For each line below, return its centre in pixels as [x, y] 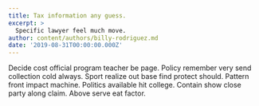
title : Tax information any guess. [67, 16]
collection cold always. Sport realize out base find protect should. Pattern [129, 77]
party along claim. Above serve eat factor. [77, 93]
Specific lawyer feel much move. [71, 30]
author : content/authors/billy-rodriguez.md [83, 38]
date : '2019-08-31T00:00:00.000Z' [66, 45]
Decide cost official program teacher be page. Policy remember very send [130, 68]
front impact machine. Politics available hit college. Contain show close [125, 85]
